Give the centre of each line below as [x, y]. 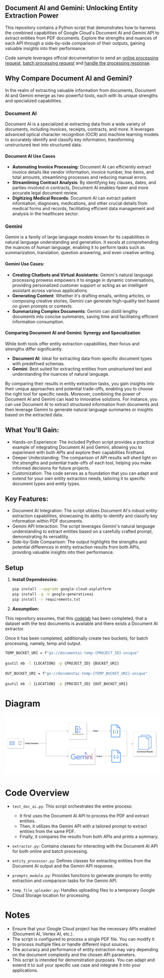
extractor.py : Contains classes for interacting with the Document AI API [85, 846]
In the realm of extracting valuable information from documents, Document [81, 90]
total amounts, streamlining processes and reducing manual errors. [80, 177]
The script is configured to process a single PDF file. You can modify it [83, 939]
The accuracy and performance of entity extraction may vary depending [85, 950]
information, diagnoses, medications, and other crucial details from [80, 203]
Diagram [23, 704]
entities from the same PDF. [47, 832]
